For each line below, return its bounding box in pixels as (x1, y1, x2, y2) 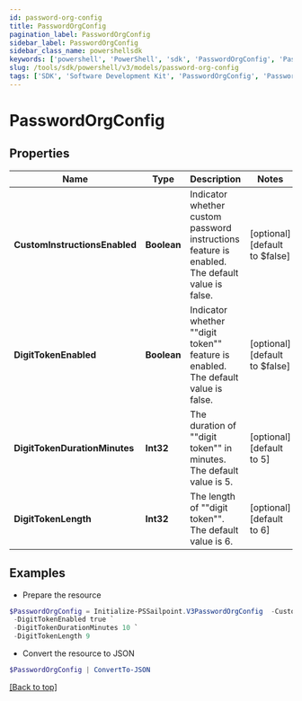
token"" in (190, 441, 232, 454)
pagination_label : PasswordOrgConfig (9, 30, 151, 39)
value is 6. (190, 535, 234, 547)
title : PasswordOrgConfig (9, 22, 106, 31)
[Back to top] (9, 681, 58, 692)
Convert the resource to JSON (22, 648, 135, 659)
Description (190, 173, 241, 185)
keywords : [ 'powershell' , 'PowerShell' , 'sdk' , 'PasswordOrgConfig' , (9, 55, 276, 64)
